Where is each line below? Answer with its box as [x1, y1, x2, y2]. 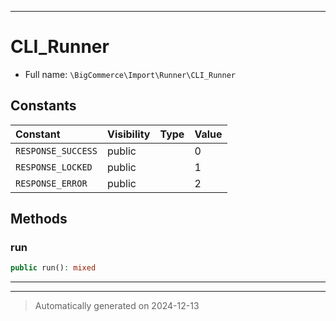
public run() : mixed [10, 263, 97, 273]
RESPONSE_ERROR [15, 177, 88, 189]
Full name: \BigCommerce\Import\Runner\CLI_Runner [24, 68, 236, 80]
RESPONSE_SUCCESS [15, 145, 98, 156]
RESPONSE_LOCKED [15, 161, 93, 173]
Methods [10, 211, 68, 228]
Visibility [106, 127, 151, 141]
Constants [10, 97, 77, 115]
